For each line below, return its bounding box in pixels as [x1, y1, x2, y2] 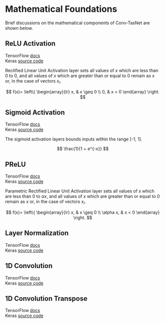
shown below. [5, 25, 33, 31]
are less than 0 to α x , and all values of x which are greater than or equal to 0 [5, 193, 160, 199]
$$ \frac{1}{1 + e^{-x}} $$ [56, 146, 109, 152]
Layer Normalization [5, 229, 69, 237]
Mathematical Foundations [5, 3, 117, 15]
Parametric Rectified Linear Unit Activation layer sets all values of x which [5, 188, 155, 194]
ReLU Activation [5, 40, 56, 48]
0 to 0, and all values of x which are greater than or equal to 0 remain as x [5, 73, 155, 79]
